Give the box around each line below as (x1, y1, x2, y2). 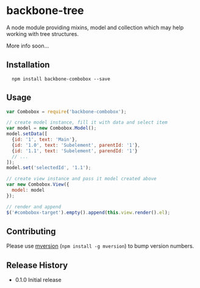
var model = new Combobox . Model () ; (6, 125, 97, 132)
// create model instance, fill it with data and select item (6, 119, 168, 125)
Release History (6, 260, 68, 270)
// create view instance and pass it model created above (6, 176, 157, 182)
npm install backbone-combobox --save (12, 76, 111, 82)
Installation (6, 60, 50, 70)
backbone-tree (6, 4, 84, 18)
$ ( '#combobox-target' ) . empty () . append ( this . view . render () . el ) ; (6, 209, 171, 216)
